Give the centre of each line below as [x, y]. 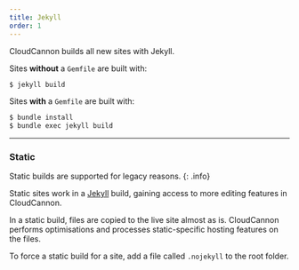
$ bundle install [41, 118]
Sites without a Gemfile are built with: [78, 68]
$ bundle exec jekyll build [61, 126]
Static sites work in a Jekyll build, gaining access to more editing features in [148, 194]
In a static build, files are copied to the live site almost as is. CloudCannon [144, 220]
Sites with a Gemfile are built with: [72, 101]
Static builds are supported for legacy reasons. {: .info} [110, 176]
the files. [25, 239]
